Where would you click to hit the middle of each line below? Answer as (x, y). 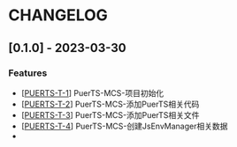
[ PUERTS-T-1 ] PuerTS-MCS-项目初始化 (92, 92)
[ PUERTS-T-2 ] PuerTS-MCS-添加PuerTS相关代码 (110, 104)
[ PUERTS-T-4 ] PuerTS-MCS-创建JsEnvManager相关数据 (124, 126)
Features (28, 73)
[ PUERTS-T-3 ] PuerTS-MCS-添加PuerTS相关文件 (110, 114)
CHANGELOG (58, 15)
